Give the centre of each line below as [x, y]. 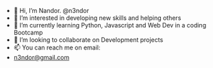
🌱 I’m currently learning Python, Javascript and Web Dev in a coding [110, 25]
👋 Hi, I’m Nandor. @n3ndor [51, 11]
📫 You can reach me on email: [57, 47]
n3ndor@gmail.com [41, 57]
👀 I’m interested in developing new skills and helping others [97, 18]
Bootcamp [28, 32]
